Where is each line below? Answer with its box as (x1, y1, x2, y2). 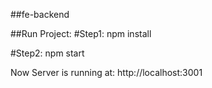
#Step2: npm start (10, 47, 85, 59)
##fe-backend (10, 9, 70, 20)
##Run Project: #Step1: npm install (10, 28, 152, 39)
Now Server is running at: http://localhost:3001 (10, 67, 203, 78)
